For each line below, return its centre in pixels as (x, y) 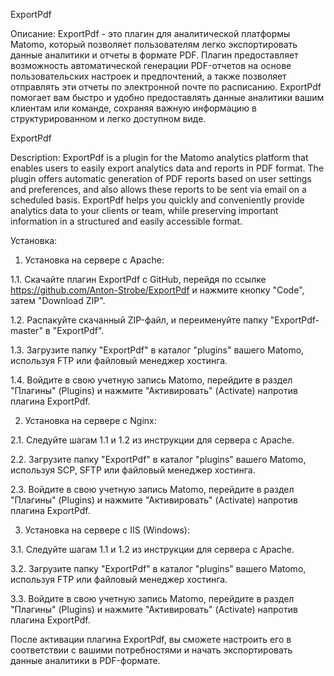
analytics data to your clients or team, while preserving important (144, 210)
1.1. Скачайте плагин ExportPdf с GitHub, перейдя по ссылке (138, 279)
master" (26, 330)
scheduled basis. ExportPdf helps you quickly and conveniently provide (157, 200)
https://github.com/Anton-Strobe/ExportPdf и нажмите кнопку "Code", (157, 290)
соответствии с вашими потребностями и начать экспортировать (151, 650)
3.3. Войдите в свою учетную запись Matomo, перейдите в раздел (152, 598)
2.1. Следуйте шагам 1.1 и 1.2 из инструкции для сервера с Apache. (152, 440)
